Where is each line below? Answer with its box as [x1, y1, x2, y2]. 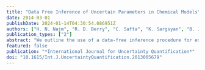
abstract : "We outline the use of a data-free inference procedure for [6, 37, 192, 43]
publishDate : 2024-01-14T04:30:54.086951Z [6, 20, 116, 26]
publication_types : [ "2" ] [6, 32, 72, 38]
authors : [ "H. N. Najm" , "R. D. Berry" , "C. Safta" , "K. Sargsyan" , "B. [6, 26, 195, 32]
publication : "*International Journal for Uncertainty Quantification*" [6, 49, 195, 55]
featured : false [6, 43, 48, 49]
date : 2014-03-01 [6, 15, 51, 21]
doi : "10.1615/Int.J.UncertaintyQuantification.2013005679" [6, 54, 163, 60]
